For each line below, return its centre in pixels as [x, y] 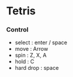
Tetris [21, 11]
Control [17, 30]
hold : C [25, 61]
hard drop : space [37, 68]
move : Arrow [31, 49]
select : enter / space [41, 42]
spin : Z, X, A [31, 56]
